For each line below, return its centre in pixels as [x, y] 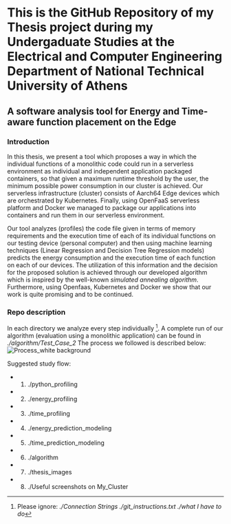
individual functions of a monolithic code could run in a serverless [100, 164]
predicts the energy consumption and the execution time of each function [111, 258]
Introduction [28, 141]
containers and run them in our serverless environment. [86, 215]
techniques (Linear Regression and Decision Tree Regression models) [106, 250]
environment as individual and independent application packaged [100, 171]
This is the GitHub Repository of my [111, 13]
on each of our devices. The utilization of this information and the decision [112, 265]
